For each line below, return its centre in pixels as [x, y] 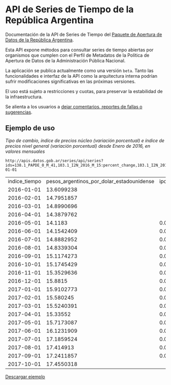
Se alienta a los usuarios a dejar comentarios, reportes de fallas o [74, 106]
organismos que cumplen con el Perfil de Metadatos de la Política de [77, 55]
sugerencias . [19, 112]
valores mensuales [25, 151]
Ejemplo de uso [30, 128]
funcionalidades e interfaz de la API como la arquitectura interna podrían [81, 76]
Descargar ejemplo [25, 376]
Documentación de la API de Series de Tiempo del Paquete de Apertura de [84, 34]
